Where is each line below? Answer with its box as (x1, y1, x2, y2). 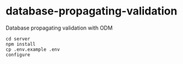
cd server (5, 36, 31, 42)
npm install (5, 41, 36, 47)
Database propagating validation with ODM (5, 24, 113, 31)
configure (5, 51, 31, 58)
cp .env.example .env (5, 46, 60, 53)
